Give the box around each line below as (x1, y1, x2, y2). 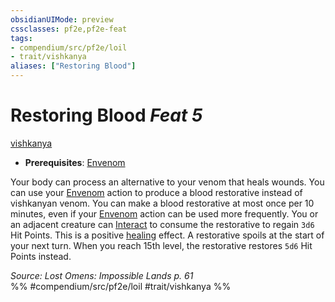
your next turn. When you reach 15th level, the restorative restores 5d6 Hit (10, 239, 313, 251)
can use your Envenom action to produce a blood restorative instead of (10, 186, 303, 198)
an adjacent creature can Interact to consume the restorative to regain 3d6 (10, 218, 315, 230)
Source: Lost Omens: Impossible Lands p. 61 (10, 269, 194, 281)
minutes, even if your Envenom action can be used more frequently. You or (10, 207, 319, 220)
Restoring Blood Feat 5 (10, 104, 203, 127)
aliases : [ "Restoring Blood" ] (10, 61, 137, 71)
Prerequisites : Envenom (24, 156, 126, 168)
